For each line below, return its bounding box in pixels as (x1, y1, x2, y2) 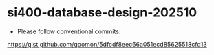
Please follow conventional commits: (17, 27, 121, 35)
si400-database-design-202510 (7, 5, 197, 20)
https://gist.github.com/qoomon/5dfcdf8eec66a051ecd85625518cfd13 (7, 40, 208, 48)
